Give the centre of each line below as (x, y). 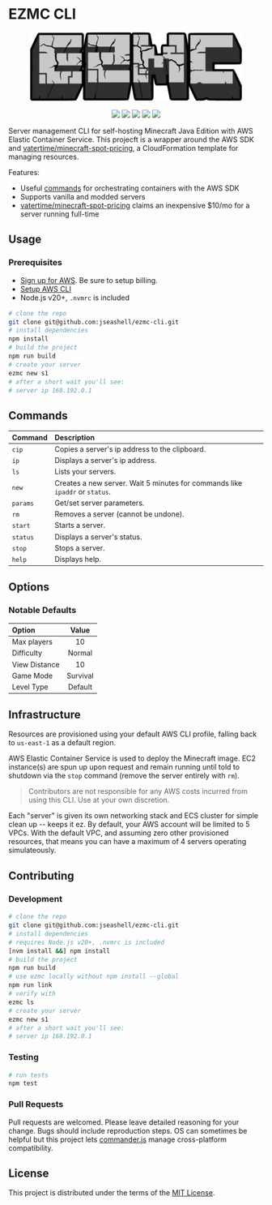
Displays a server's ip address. (106, 461)
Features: (24, 172)
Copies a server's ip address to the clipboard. (130, 449)
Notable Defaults (42, 610)
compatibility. (31, 1147)
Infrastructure (45, 715)
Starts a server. (80, 525)
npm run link (30, 985)
